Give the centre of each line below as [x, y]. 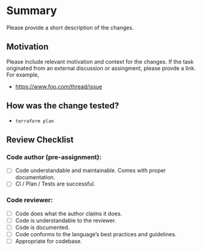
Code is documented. [42, 227]
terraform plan [35, 121]
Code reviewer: [30, 200]
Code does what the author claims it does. [69, 213]
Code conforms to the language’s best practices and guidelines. [96, 234]
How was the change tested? [63, 106]
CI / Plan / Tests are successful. [55, 184]
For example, [23, 75]
